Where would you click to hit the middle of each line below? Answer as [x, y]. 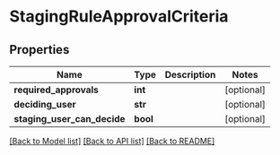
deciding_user [45, 104]
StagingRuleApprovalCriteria [119, 17]
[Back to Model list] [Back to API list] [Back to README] [112, 141]
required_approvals [56, 90]
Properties [39, 50]
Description [190, 75]
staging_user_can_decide [70, 119]
